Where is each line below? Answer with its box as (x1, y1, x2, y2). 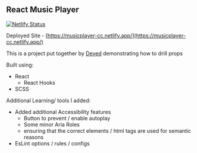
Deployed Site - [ (6, 32, 48, 39)
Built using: (6, 61, 34, 68)
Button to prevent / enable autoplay (23, 114, 111, 122)
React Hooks (23, 79, 55, 86)
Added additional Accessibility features (14, 108, 111, 115)
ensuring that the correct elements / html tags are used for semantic (23, 127, 192, 134)
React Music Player (6, 5, 79, 15)
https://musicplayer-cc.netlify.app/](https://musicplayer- (47, 32, 186, 39)
